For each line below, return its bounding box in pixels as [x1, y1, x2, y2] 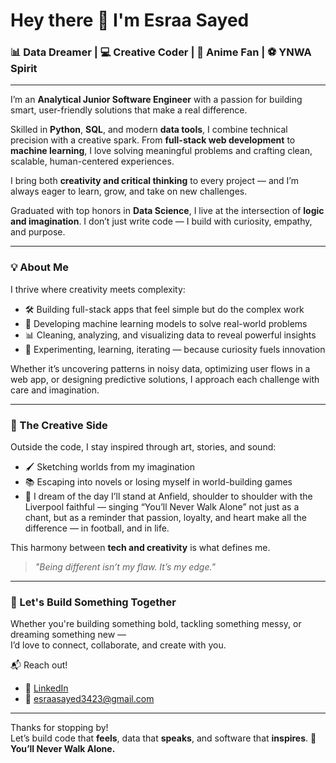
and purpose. [10, 226, 66, 238]
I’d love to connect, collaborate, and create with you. [10, 639, 227, 651]
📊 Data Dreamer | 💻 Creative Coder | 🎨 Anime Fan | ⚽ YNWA [10, 45, 312, 59]
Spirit [10, 62, 38, 76]
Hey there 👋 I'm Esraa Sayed [10, 9, 250, 32]
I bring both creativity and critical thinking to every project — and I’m [10, 175, 299, 187]
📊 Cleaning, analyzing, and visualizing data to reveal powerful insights [24, 329, 317, 341]
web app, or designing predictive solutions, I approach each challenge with [10, 373, 320, 385]
